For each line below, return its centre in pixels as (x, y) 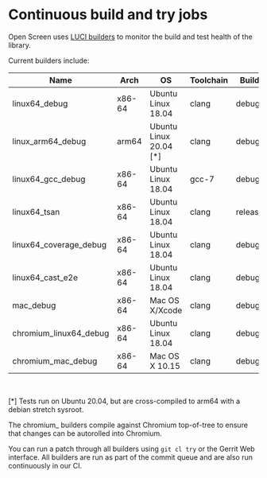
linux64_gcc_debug (49, 179)
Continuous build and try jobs (108, 15)
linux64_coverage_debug (60, 244)
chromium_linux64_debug (61, 333)
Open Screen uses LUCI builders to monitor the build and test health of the (130, 37)
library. (20, 45)
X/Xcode (166, 310)
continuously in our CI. (45, 465)
